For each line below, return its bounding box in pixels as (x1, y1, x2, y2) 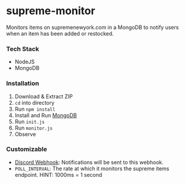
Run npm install (14, 105, 56, 112)
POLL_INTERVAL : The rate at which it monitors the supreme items (14, 164, 170, 172)
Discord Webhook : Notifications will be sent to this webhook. (14, 159, 164, 166)
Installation (6, 79, 40, 88)
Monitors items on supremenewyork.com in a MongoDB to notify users (6, 24, 179, 31)
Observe (14, 130, 36, 137)
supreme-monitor (6, 4, 95, 18)
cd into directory (14, 99, 55, 106)
